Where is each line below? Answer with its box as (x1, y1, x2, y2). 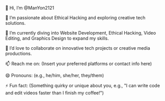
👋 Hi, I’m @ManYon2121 (5, 5, 54, 11)
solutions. (5, 20, 26, 26)
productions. (5, 51, 32, 56)
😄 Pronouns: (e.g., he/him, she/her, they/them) (5, 73, 104, 78)
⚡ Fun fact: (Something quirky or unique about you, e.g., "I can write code (5, 83, 160, 88)
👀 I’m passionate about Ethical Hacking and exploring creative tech (5, 15, 146, 20)
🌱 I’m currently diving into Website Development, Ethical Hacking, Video (5, 30, 156, 36)
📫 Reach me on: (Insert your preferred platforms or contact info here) (5, 61, 152, 66)
